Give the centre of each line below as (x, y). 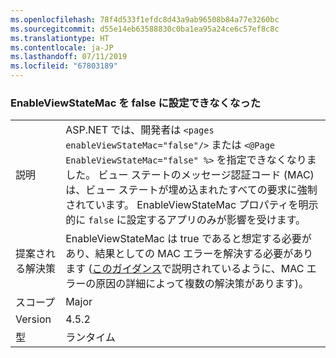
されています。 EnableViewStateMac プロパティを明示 (192, 205)
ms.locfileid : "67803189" (64, 66)
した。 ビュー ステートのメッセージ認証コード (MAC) (190, 175)
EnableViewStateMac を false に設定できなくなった (136, 103)
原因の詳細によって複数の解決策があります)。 (202, 284)
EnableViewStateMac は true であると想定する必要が (188, 239)
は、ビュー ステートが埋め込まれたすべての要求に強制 (191, 190)
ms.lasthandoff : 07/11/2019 (69, 57)
